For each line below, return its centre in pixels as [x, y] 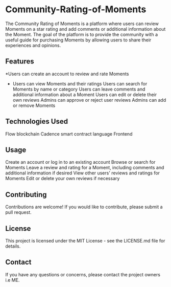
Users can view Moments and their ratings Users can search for [80, 83]
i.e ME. [13, 280]
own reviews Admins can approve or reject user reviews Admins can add [89, 100]
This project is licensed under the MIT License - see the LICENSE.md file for [85, 241]
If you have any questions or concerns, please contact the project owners [83, 274]
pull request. [18, 212]
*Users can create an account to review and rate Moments [67, 74]
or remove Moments [34, 105]
